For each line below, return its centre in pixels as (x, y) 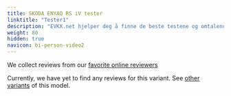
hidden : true (26, 39)
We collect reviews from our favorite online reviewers (82, 65)
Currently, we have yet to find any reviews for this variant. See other (103, 78)
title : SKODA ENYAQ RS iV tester (55, 13)
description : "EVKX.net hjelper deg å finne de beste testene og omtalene (117, 26)
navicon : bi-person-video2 (46, 45)
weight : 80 (23, 33)
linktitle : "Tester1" (38, 20)
